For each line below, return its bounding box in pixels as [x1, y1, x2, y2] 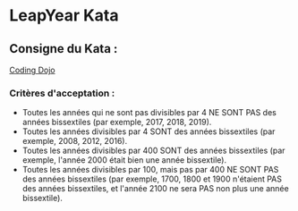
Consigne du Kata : [9, 41, 118, 56]
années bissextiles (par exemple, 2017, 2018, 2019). [21, 117, 212, 128]
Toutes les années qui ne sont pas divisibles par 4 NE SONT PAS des [21, 107, 277, 118]
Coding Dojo [9, 64, 55, 75]
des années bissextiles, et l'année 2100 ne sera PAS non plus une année [21, 183, 289, 194]
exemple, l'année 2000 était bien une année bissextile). [21, 155, 226, 165]
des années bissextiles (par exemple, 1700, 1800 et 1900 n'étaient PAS [21, 173, 282, 184]
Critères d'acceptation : [9, 87, 115, 99]
